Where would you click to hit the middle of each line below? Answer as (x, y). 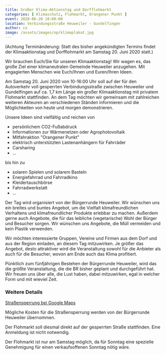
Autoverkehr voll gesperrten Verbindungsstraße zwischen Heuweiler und (79, 87)
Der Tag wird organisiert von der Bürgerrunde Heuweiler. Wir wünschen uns (83, 202)
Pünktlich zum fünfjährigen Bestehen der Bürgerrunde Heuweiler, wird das (81, 264)
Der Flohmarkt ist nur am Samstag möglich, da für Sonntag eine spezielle (80, 342)
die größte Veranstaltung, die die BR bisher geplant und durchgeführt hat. (80, 269)
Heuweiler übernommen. (30, 318)
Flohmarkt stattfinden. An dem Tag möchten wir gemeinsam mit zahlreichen (82, 97)
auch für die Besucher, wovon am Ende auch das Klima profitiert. (71, 254)
